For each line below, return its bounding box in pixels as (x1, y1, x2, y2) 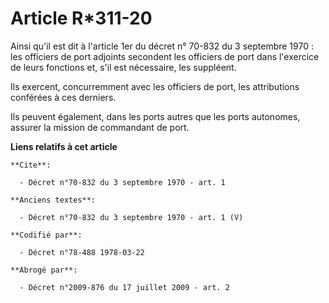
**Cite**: (10, 160, 52, 170)
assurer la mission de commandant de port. (10, 121, 190, 133)
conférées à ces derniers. (10, 91, 117, 103)
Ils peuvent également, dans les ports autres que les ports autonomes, (10, 110, 301, 122)
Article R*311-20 (10, 7, 153, 30)
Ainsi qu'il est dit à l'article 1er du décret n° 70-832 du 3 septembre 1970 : (10, 40, 314, 52)
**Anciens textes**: (10, 195, 97, 205)
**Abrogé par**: (10, 265, 78, 275)
